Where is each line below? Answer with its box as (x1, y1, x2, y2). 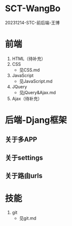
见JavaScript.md (19, 78, 53, 84)
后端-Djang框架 (5, 115, 67, 126)
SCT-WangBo (5, 3, 61, 14)
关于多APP (5, 135, 37, 144)
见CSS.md (19, 67, 40, 73)
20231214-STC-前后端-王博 (5, 20, 60, 25)
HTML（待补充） (12, 56, 46, 62)
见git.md (19, 215, 37, 221)
